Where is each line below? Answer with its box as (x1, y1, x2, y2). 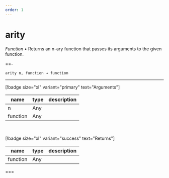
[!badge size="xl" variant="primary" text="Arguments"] (5, 84, 120, 90)
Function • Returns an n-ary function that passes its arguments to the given (5, 46, 162, 52)
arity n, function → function (5, 70, 69, 75)
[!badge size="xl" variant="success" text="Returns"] (5, 135, 115, 141)
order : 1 (5, 7, 24, 13)
